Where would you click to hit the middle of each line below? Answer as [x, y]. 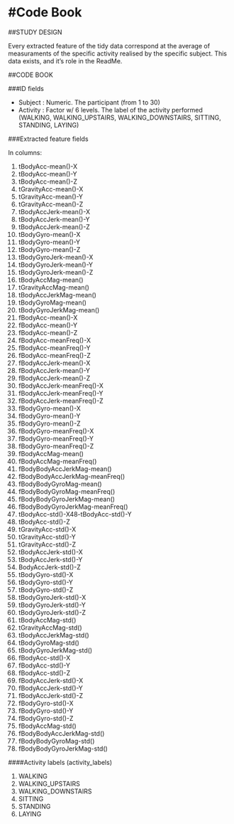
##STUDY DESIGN [35, 32]
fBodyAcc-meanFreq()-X [55, 340]
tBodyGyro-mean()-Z [49, 249]
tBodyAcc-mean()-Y [48, 174]
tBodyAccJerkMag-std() [54, 635]
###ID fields [26, 88]
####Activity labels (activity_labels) [60, 762]
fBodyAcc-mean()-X [48, 317]
